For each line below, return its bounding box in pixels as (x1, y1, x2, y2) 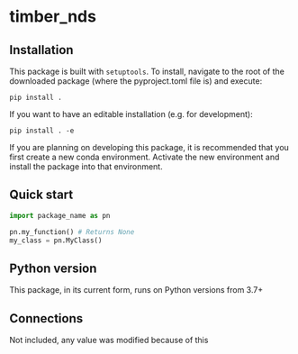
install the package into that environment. (9, 161, 164, 172)
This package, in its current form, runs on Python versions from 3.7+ (9, 285, 264, 295)
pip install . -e (9, 126, 75, 135)
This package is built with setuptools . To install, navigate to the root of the (9, 66, 285, 77)
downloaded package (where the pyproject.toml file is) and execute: (9, 76, 263, 86)
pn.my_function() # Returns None (9, 227, 135, 236)
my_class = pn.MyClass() (9, 236, 103, 245)
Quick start (9, 187, 74, 203)
